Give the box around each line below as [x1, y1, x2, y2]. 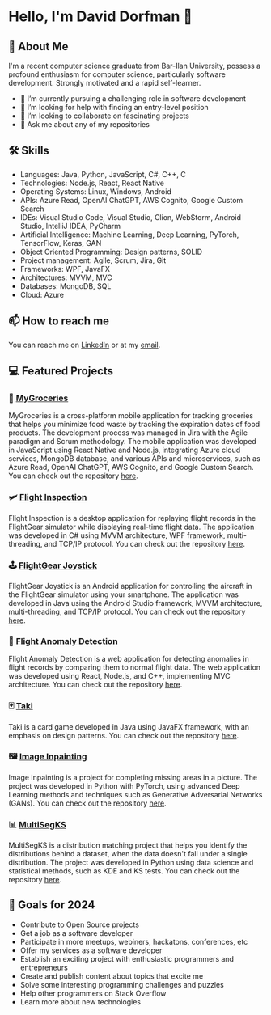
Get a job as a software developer [19, 928, 133, 937]
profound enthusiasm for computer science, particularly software [8, 70, 227, 79]
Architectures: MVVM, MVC [19, 273, 113, 282]
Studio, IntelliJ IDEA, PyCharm [19, 221, 121, 230]
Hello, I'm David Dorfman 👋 [8, 7, 193, 26]
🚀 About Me [8, 40, 69, 53]
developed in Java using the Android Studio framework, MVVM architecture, [8, 598, 263, 607]
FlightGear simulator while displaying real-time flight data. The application [8, 522, 255, 531]
